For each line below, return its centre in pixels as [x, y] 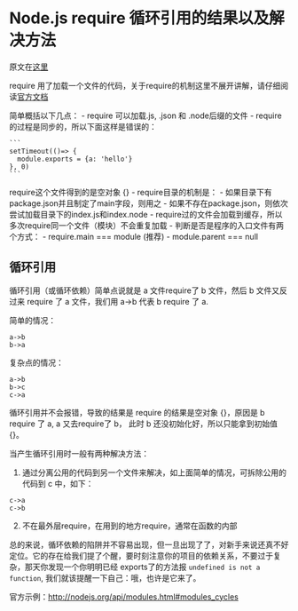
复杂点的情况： [36, 362]
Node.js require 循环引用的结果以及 [139, 18]
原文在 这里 [29, 67]
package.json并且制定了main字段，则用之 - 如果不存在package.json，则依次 [149, 203]
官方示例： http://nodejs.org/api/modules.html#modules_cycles [124, 597]
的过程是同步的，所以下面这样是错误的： [83, 126]
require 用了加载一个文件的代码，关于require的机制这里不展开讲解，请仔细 [145, 85]
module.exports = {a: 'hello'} [75, 159]
